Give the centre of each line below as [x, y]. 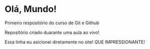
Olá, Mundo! [31, 9]
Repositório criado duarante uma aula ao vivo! [52, 32]
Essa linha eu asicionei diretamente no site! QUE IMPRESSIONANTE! [75, 42]
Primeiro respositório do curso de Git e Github [52, 23]
